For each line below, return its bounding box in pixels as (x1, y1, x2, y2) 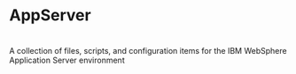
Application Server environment (9, 55, 126, 66)
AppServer (9, 5, 91, 26)
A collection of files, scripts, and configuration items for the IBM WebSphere (9, 46, 287, 56)
